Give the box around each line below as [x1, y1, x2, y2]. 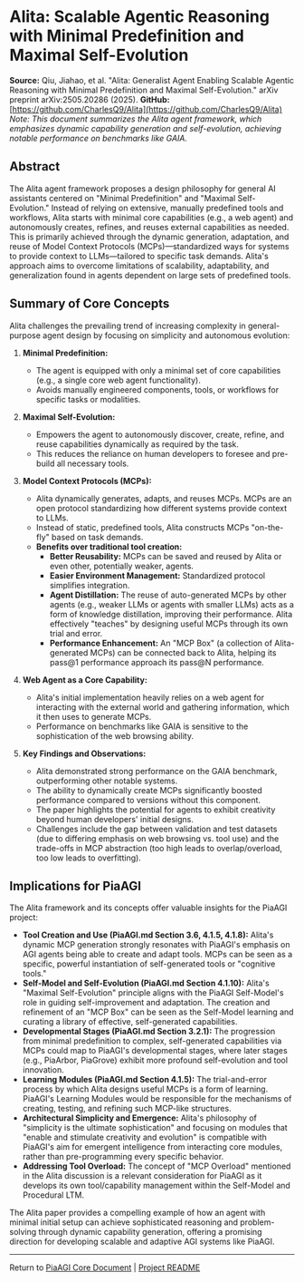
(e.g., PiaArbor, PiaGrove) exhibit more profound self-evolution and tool [22, 1054, 288, 1066]
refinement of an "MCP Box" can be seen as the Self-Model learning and [22, 1006, 294, 1017]
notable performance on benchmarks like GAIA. [9, 132, 188, 143]
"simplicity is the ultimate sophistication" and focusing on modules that [22, 1122, 288, 1133]
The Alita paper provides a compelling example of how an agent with [9, 1208, 266, 1219]
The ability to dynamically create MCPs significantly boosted [35, 784, 262, 795]
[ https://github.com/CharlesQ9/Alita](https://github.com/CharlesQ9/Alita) [9, 103, 282, 114]
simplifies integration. [49, 579, 130, 590]
